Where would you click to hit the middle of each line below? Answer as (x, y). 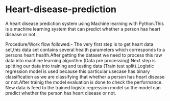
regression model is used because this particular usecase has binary (78, 71)
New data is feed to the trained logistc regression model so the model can (83, 87)
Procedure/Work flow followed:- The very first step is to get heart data (79, 44)
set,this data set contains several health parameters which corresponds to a (85, 49)
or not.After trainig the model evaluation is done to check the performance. (84, 82)
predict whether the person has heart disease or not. (61, 93)
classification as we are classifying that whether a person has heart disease (85, 77)
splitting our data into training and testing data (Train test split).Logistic (80, 66)
